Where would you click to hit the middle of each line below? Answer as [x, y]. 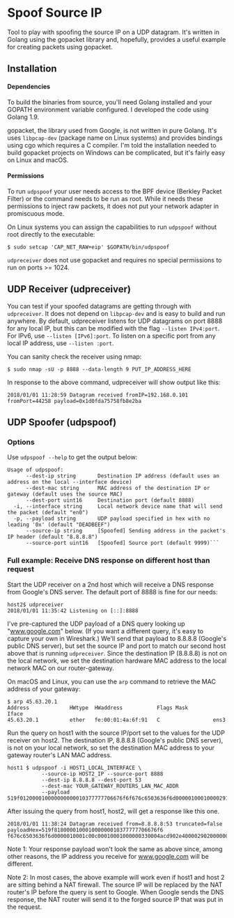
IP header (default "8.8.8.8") [53, 537]
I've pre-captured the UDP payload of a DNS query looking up [96, 624]
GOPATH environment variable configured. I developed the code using [108, 109]
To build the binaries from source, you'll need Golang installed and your [110, 102]
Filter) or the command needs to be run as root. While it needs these [105, 198]
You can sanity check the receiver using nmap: [75, 356]
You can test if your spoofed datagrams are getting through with [99, 306]
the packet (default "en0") [48, 513]
